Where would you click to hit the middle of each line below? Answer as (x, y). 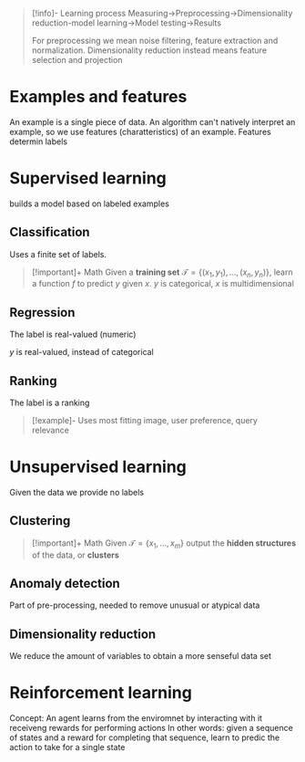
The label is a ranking (50, 403)
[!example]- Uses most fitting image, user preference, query (144, 421)
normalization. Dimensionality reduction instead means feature (149, 50)
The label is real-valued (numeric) (73, 334)
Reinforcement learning (101, 693)
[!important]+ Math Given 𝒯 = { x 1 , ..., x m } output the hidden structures (164, 544)
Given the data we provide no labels (76, 493)
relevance (51, 430)
